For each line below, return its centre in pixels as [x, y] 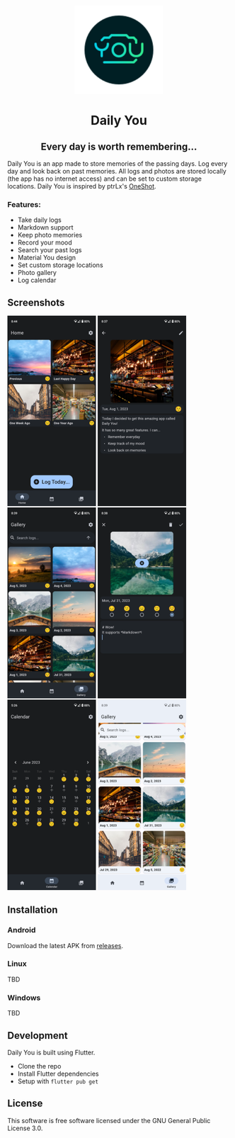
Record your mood [45, 242]
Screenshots [36, 302]
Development [38, 1036]
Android [22, 930]
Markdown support [45, 227]
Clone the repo [39, 1066]
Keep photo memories [50, 235]
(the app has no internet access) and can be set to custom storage [104, 179]
